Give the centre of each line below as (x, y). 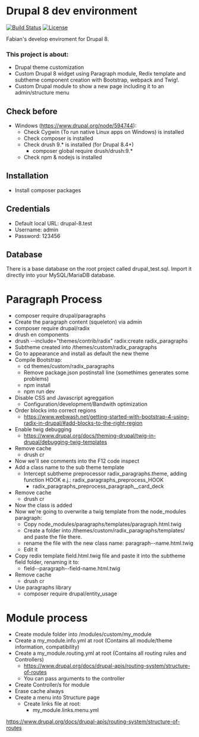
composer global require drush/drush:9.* (83, 151)
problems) (36, 379)
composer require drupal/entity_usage (70, 594)
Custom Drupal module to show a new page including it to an (89, 86)
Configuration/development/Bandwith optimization (85, 404)
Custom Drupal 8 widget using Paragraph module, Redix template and (100, 74)
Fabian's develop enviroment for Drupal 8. (58, 39)
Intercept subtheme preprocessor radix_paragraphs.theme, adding (105, 473)
